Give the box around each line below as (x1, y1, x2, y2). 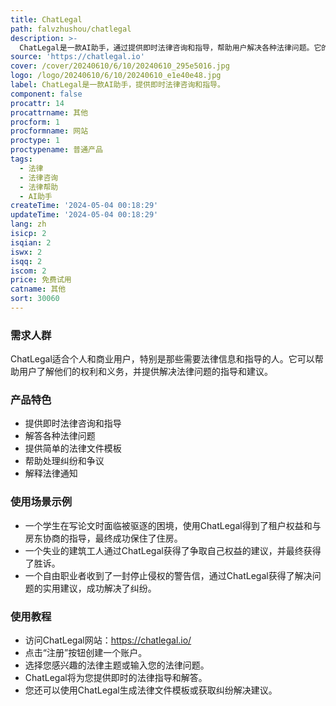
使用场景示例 (10, 495, 73, 509)
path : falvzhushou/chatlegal (10, 24, 132, 34)
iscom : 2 (10, 266, 47, 276)
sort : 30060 (10, 294, 60, 304)
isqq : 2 (10, 256, 43, 266)
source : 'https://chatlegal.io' (10, 52, 145, 62)
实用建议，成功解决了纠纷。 (42, 582, 157, 594)
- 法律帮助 (19, 182, 59, 192)
